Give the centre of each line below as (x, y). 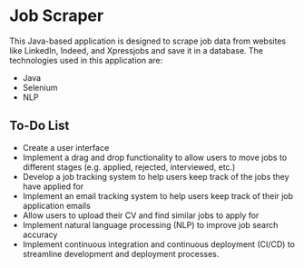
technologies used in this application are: (86, 60)
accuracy (40, 234)
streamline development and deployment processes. (121, 253)
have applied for (53, 186)
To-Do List (39, 126)
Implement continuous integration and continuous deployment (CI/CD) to (158, 244)
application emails (56, 205)
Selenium (40, 87)
